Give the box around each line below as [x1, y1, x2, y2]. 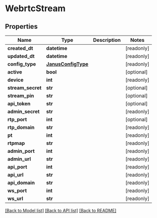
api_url [7, 171, 24, 178]
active [7, 69, 22, 75]
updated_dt [7, 53, 35, 59]
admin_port [7, 148, 35, 154]
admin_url [7, 156, 31, 162]
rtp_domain [7, 124, 35, 130]
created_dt [7, 45, 33, 52]
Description [93, 37, 121, 43]
